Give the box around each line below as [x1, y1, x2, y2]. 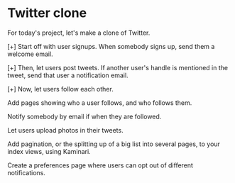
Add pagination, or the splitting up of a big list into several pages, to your [7, 140, 220, 148]
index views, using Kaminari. [7, 147, 91, 155]
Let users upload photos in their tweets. [7, 126, 124, 134]
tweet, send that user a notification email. [7, 71, 129, 79]
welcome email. [7, 50, 53, 58]
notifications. [7, 168, 46, 177]
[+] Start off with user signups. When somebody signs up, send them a [7, 42, 215, 50]
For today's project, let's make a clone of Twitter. [7, 28, 151, 37]
